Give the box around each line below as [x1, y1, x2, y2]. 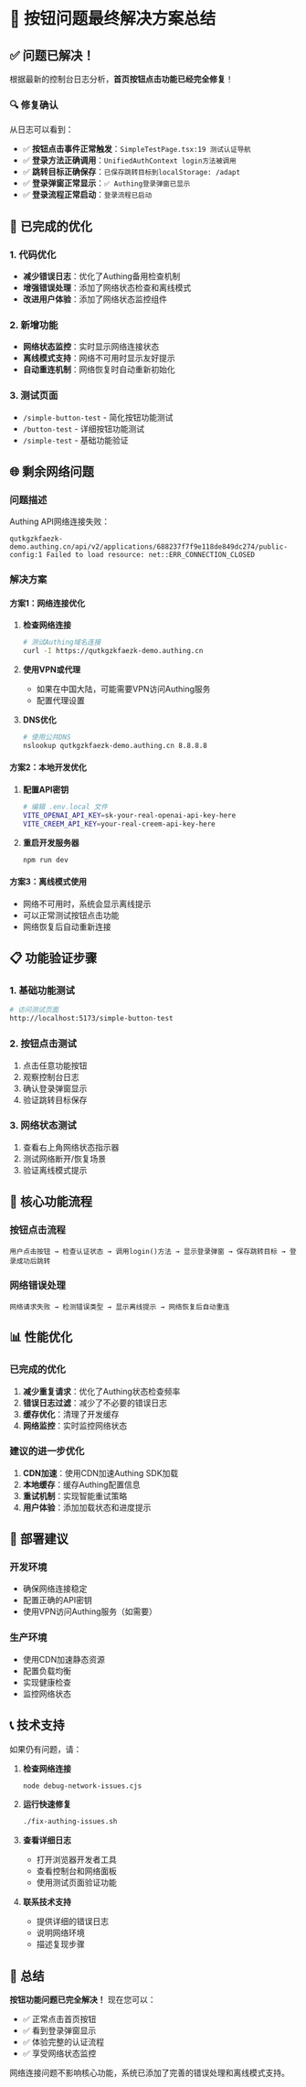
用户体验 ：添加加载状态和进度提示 [22, 1502, 152, 1513]
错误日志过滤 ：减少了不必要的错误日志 [22, 1397, 167, 1408]
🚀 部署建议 [9, 1531, 69, 1547]
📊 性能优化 [9, 1330, 73, 1345]
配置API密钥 [22, 784, 69, 796]
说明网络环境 [36, 1927, 85, 1939]
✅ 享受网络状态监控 [22, 2048, 97, 2059]
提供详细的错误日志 [36, 1916, 110, 1927]
